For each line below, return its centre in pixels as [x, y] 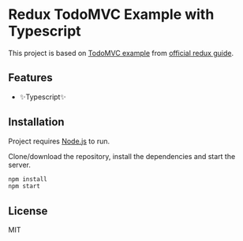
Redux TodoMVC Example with [111, 15]
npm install [28, 179]
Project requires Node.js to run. [59, 141]
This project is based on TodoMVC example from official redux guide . [121, 53]
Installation [36, 122]
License [28, 211]
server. [20, 165]
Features [30, 78]
